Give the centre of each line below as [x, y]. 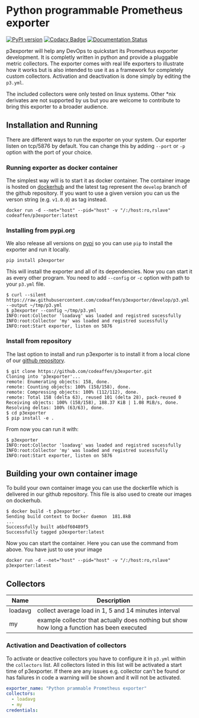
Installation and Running [52, 125]
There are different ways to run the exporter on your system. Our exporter [96, 140]
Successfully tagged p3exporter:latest [55, 532]
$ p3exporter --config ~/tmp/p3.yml [51, 311]
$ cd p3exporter [26, 413]
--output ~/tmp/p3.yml [34, 306]
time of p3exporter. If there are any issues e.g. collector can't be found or [96, 671]
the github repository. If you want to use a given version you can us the [93, 193]
